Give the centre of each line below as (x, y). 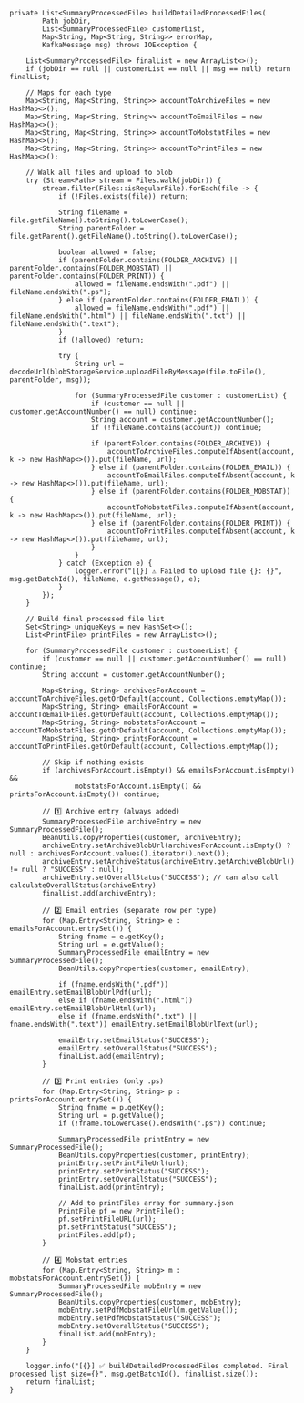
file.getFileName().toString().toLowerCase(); (99, 220)
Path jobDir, (67, 21)
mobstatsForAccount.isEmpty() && (138, 786)
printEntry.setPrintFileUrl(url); (123, 1163)
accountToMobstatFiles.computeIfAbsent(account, (201, 507)
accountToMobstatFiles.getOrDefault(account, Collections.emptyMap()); (148, 731)
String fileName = (93, 212)
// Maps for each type (69, 93)
